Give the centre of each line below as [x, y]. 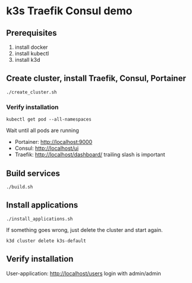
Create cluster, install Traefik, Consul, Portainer [96, 78]
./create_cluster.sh [32, 92]
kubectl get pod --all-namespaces [49, 120]
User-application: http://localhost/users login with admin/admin [84, 273]
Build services [33, 173]
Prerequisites [32, 33]
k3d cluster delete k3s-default [46, 241]
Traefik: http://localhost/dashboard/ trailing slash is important [90, 155]
